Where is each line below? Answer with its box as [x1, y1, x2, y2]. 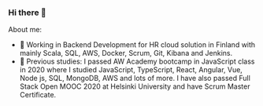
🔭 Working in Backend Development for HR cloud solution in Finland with [19, 40, 256, 49]
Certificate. [19, 90, 57, 100]
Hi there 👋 [8, 7, 47, 18]
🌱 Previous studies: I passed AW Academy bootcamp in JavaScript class [19, 57, 255, 66]
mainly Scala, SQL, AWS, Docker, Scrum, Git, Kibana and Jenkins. [19, 49, 233, 58]
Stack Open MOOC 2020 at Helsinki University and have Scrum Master [19, 82, 250, 91]
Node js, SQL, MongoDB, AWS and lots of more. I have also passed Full [19, 74, 250, 83]
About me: [8, 25, 42, 35]
